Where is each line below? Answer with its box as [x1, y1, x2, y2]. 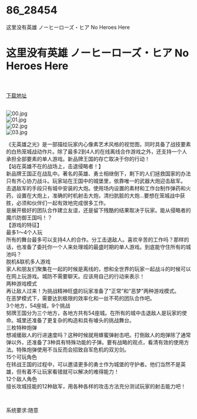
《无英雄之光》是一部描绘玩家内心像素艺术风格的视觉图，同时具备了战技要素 [6, 140, 191, 147]
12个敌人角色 [6, 375, 38, 382]
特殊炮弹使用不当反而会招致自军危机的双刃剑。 [16, 346, 130, 353]
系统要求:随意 [6, 406, 39, 414]
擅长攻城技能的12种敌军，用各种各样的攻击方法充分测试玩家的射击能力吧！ [6, 383, 186, 390]
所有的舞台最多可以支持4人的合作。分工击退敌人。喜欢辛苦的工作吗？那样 [6, 236, 185, 243]
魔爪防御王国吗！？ [6, 214, 53, 221]
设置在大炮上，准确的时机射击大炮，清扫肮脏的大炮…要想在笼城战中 [16, 192, 181, 199]
